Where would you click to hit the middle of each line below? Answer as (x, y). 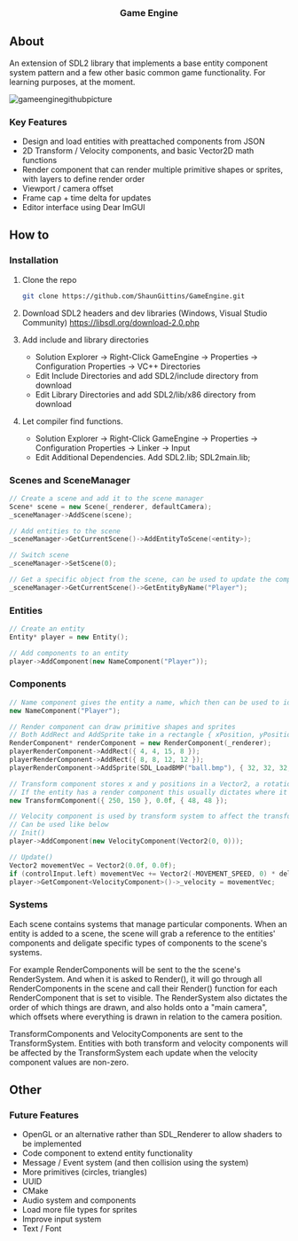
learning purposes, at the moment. (72, 82)
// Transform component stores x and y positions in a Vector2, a (134, 784)
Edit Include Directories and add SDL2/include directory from (147, 375)
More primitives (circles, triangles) (85, 1172)
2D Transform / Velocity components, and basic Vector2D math (138, 151)
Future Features (44, 1115)
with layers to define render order (83, 179)
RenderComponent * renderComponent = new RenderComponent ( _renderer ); (141, 743)
